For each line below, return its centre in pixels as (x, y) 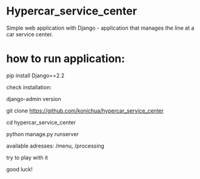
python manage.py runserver (42, 134)
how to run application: (66, 59)
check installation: (29, 87)
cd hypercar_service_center (41, 122)
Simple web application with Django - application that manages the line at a (100, 28)
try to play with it (27, 157)
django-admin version (34, 99)
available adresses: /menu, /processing (55, 146)
